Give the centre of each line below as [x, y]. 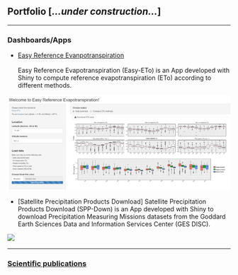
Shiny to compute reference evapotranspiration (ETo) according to [114, 78]
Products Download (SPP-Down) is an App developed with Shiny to [115, 209]
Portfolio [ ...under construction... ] [84, 12]
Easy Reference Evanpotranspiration [71, 55]
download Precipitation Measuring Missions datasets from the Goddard [121, 217]
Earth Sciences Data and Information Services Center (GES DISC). [114, 224]
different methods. [45, 86]
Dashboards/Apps [40, 40]
